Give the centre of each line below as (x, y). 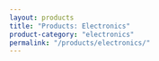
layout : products (42, 17)
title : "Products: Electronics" (70, 26)
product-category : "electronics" (72, 34)
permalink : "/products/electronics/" (80, 43)
